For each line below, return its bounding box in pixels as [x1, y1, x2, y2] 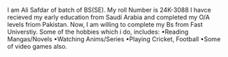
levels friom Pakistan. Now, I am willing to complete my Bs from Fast [7, 21, 204, 28]
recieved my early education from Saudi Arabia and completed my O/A [7, 13, 211, 21]
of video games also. [7, 43, 68, 50]
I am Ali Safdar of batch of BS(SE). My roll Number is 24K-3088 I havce [7, 6, 211, 14]
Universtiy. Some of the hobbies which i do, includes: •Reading [7, 27, 189, 36]
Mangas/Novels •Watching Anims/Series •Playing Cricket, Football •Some [7, 35, 221, 43]
